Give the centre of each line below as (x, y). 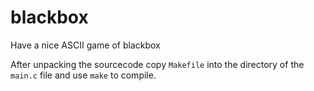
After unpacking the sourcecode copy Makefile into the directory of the (157, 64)
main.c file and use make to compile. (83, 75)
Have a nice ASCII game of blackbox (85, 45)
